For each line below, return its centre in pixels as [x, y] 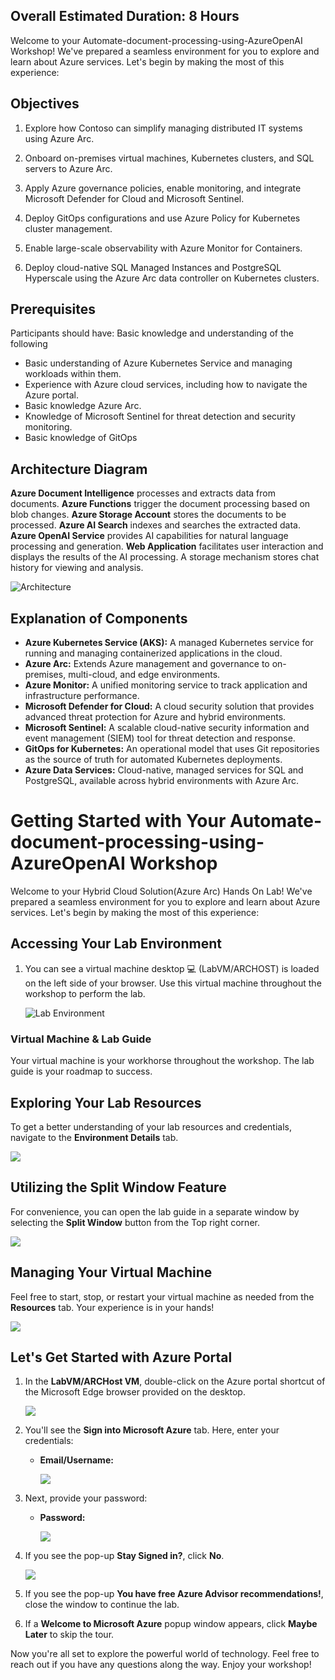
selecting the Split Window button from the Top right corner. [135, 1222]
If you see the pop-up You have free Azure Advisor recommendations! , [174, 1594]
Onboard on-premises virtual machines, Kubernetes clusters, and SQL [169, 158]
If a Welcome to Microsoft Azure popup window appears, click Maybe [171, 1624]
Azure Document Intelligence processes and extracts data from [143, 493]
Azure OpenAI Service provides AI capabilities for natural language [149, 536]
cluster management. [68, 228]
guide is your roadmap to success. [81, 1071]
